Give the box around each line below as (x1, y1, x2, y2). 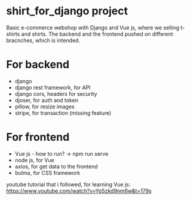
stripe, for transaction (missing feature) (14, 109, 112, 116)
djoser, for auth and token (14, 96, 79, 104)
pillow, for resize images (14, 103, 75, 110)
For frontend (6, 131, 70, 144)
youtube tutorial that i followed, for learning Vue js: (6, 181, 131, 188)
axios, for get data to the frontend (14, 163, 98, 170)
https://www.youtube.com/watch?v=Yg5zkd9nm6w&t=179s (6, 187, 152, 194)
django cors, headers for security (14, 90, 97, 97)
